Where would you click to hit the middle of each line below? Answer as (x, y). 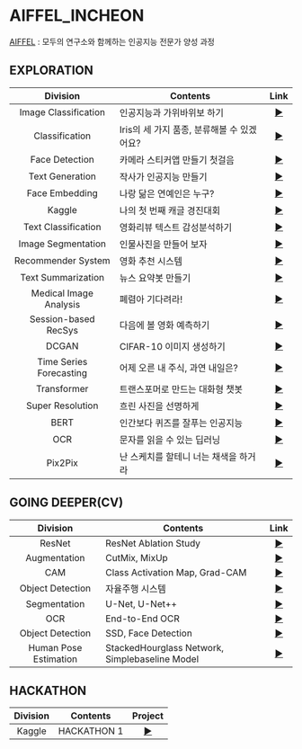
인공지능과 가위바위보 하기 (172, 112)
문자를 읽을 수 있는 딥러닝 (170, 440)
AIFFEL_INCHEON (77, 16)
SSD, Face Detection (149, 633)
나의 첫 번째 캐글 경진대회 (170, 210)
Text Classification (62, 227)
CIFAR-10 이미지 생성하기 (173, 346)
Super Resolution (62, 406)
